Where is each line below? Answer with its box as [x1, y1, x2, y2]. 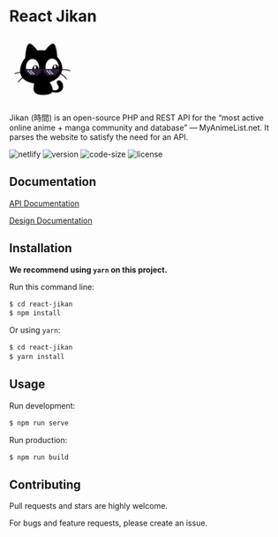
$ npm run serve [9, 418, 69, 427]
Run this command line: [9, 281, 94, 292]
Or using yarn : [9, 325, 61, 335]
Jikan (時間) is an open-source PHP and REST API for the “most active [9, 112, 265, 123]
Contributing [9, 478, 81, 493]
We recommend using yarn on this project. [9, 264, 168, 275]
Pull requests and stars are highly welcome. [9, 501, 168, 511]
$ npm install [9, 309, 62, 318]
